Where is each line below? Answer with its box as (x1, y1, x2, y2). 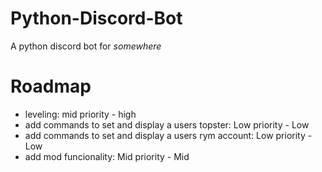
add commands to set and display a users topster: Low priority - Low (24, 118, 310, 131)
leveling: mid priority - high (24, 108, 137, 120)
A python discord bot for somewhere (10, 40, 162, 52)
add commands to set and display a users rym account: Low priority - (24, 129, 313, 141)
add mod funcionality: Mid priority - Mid (24, 150, 190, 162)
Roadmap (10, 75, 92, 98)
